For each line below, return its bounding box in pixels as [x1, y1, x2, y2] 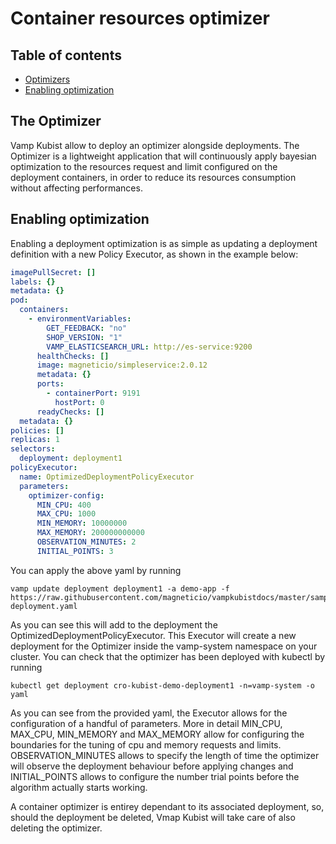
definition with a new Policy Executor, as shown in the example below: [10, 248, 299, 260]
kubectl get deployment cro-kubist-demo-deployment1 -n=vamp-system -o [10, 680, 315, 691]
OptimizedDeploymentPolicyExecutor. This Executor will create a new [10, 629, 297, 641]
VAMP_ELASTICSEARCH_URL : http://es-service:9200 [46, 342, 253, 352]
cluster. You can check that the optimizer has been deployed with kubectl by [10, 650, 326, 662]
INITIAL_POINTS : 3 [36, 546, 114, 556]
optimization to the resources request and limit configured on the [10, 160, 278, 172]
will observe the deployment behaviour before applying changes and [10, 760, 294, 772]
